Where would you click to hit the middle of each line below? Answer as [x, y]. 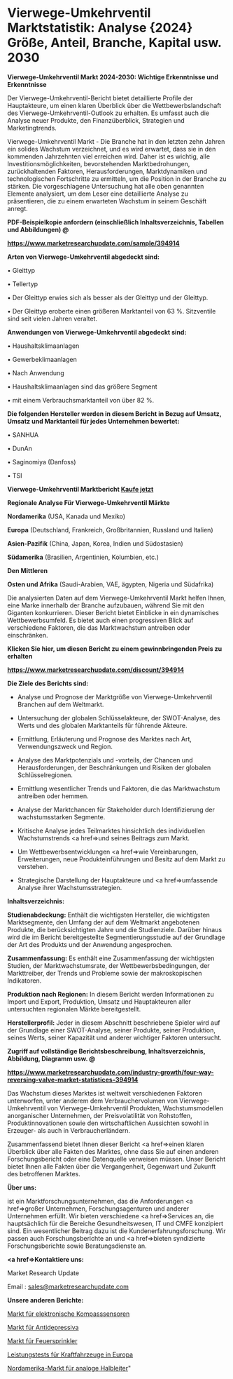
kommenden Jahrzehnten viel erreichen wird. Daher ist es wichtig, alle [109, 156]
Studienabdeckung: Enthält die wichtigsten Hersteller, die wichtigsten [108, 915]
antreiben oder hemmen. [53, 796]
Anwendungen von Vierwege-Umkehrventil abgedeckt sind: [97, 332]
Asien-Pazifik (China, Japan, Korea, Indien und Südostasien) [95, 543]
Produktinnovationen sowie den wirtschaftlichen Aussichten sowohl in [108, 1123]
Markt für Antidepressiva [43, 1327]
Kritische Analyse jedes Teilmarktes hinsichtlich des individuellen [111, 830]
